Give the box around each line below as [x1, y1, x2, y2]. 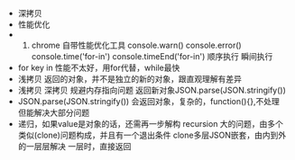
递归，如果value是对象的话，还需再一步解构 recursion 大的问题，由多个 [17, 119, 284, 129]
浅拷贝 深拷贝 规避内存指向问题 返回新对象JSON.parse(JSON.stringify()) [17, 84, 287, 95]
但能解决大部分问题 [17, 107, 90, 118]
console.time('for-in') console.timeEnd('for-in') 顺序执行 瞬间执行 [31, 51, 273, 61]
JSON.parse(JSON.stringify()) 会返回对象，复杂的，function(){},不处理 [17, 96, 280, 106]
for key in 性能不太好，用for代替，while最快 [17, 62, 180, 73]
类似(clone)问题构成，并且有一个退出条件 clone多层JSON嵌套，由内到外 [17, 129, 287, 140]
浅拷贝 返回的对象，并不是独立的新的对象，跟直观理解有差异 [17, 74, 242, 84]
